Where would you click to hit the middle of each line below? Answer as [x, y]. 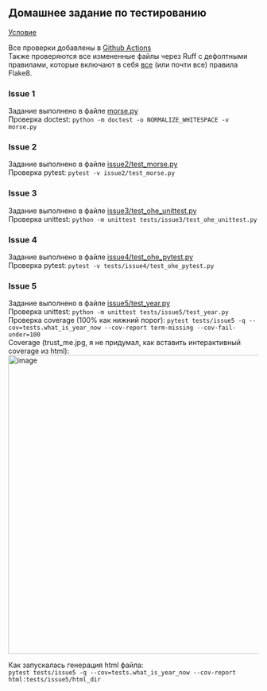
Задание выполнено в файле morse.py [74, 111]
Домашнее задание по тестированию [107, 13]
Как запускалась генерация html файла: [76, 665]
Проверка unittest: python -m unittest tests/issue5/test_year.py [118, 312]
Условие [23, 32]
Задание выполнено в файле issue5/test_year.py [89, 303]
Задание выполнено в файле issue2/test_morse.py [93, 164]
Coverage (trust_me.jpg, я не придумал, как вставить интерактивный [124, 343]
